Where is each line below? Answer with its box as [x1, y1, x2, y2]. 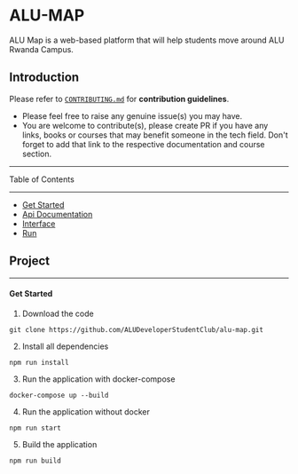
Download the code [21, 308, 95, 319]
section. [21, 148, 52, 159]
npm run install [9, 358, 69, 367]
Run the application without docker [21, 406, 151, 417]
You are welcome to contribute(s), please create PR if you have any [21, 120, 269, 130]
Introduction [9, 70, 80, 85]
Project [9, 254, 51, 269]
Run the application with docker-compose [21, 374, 176, 384]
